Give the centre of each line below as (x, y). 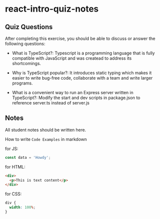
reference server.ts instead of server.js (51, 103)
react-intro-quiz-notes (52, 9)
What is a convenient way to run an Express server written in (72, 93)
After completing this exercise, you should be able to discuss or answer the (80, 38)
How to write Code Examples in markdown (46, 139)
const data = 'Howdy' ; (28, 157)
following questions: (25, 44)
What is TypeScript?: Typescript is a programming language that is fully (83, 53)
